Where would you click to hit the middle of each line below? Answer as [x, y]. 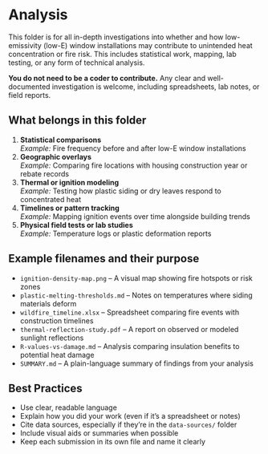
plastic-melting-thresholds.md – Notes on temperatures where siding [136, 295]
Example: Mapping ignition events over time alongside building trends [135, 216]
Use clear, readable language [69, 407]
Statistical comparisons [61, 140]
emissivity [25, 45]
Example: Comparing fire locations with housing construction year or [134, 165]
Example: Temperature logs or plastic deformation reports [116, 233]
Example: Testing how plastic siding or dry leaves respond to [121, 191]
